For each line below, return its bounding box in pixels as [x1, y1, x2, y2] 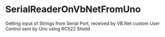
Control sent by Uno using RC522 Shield [5, 25, 90, 31]
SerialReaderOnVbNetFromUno [5, 4, 141, 15]
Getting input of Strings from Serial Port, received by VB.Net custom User [5, 20, 160, 26]
